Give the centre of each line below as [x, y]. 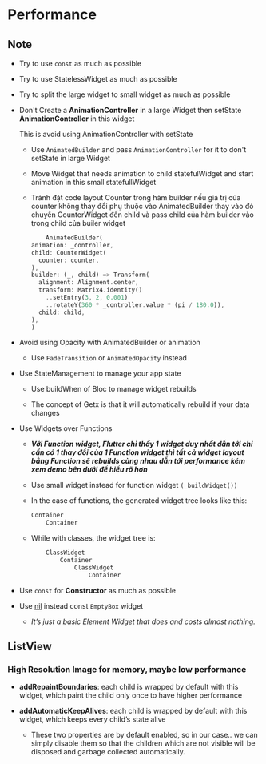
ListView [30, 647]
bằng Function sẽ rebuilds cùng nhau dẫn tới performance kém [138, 461]
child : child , [62, 312]
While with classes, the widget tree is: [93, 538]
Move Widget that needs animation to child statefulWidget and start [142, 173]
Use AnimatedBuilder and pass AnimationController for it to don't [139, 149]
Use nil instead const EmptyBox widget [81, 605]
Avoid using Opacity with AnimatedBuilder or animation [109, 343]
